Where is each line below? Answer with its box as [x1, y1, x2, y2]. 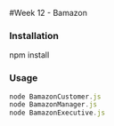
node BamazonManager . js [9, 100, 98, 109]
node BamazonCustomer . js [9, 92, 102, 101]
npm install [9, 50, 50, 60]
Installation [9, 29, 60, 42]
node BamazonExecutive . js [9, 108, 105, 118]
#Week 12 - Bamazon [9, 8, 87, 18]
